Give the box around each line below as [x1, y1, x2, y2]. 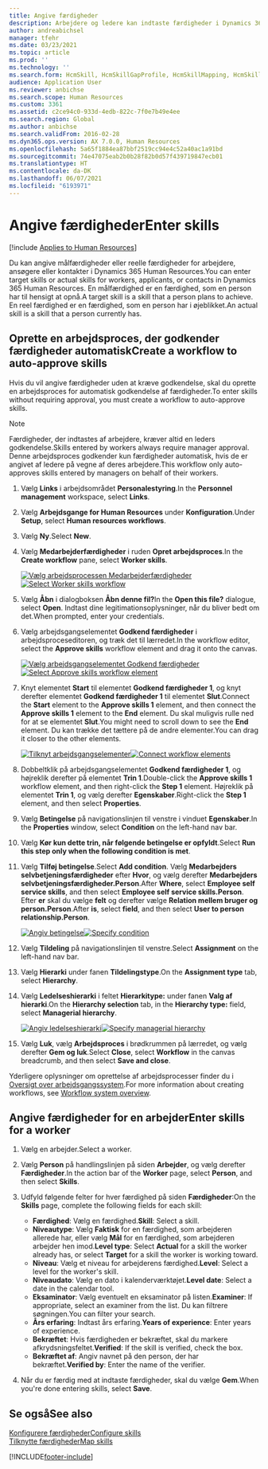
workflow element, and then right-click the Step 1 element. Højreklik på [20, 781, 254, 791]
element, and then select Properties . [20, 798, 142, 808]
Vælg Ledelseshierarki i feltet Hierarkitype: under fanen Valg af [20, 990, 233, 1000]
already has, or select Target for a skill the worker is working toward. [32, 1250, 258, 1260]
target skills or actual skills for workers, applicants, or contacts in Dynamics [9, 275, 257, 284]
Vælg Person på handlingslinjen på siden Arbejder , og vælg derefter [20, 1160, 246, 1170]
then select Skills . [20, 1177, 80, 1186]
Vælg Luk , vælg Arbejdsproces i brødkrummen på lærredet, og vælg [20, 1038, 247, 1048]
